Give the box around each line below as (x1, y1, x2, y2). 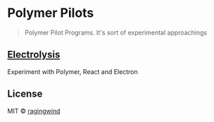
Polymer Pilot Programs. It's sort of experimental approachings (24, 28, 208, 37)
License (7, 88, 43, 100)
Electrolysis (7, 49, 61, 61)
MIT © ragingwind (7, 106, 61, 115)
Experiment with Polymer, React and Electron (7, 67, 139, 75)
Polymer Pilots (7, 5, 94, 21)
